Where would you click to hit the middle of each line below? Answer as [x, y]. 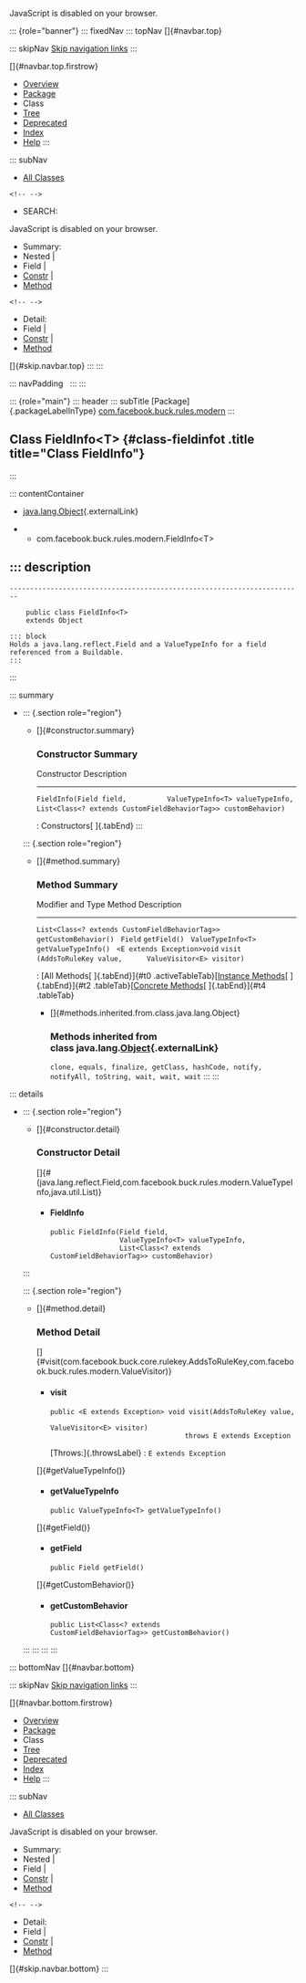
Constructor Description [82, 773]
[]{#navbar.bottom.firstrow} [61, 1703]
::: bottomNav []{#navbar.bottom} [72, 1668]
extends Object [55, 620]
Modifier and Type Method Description [109, 905]
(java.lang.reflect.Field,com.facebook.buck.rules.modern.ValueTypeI [164, 1182]
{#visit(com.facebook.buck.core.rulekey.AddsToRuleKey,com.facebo [165, 1362]
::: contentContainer [47, 493]
